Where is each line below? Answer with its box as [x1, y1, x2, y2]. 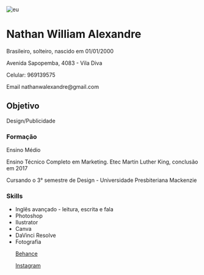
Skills [6, 192, 23, 200]
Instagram [15, 262, 41, 269]
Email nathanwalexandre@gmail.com [6, 83, 100, 90]
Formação [6, 132, 37, 141]
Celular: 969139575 [6, 71, 56, 78]
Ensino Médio [6, 146, 41, 154]
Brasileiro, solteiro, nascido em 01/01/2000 [6, 47, 114, 55]
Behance [15, 250, 38, 257]
